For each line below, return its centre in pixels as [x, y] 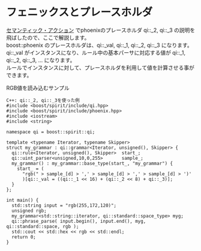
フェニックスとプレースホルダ [79, 12]
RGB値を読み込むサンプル [38, 88]
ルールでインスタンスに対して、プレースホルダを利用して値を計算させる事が [100, 67]
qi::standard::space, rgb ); [43, 226]
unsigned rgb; [29, 211]
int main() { [22, 200]
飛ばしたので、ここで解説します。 [48, 37]
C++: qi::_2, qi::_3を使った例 [43, 100]
